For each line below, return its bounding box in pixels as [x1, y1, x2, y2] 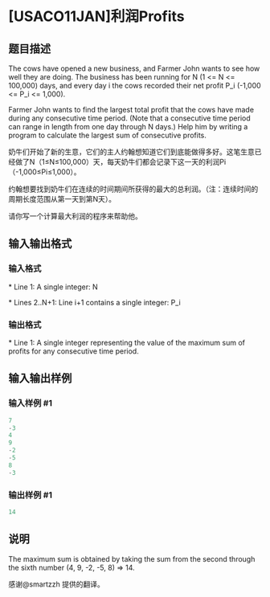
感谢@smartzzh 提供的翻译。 [8, 579, 104, 589]
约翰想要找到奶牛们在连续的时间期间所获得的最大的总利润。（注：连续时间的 [8, 184, 259, 194]
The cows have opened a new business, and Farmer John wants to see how [8, 63, 260, 73]
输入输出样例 [8, 371, 72, 386]
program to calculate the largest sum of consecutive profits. [8, 130, 207, 140]
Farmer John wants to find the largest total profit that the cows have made [8, 105, 255, 114]
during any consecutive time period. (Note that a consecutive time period [8, 113, 251, 123]
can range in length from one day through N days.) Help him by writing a [8, 122, 248, 131]
